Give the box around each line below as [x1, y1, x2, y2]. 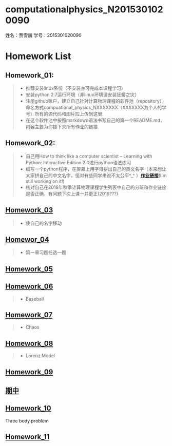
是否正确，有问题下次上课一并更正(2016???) [25, 190, 119, 197]
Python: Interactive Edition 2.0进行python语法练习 [25, 159, 131, 165]
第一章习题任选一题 [25, 249, 67, 256]
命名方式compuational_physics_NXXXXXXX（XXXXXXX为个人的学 [25, 104, 167, 110]
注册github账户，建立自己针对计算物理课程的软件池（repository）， [25, 98, 167, 104]
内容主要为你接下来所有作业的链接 [25, 123, 98, 129]
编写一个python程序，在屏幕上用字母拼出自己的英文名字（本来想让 [25, 166, 167, 172]
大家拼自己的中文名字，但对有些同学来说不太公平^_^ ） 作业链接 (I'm [25, 172, 167, 178]
